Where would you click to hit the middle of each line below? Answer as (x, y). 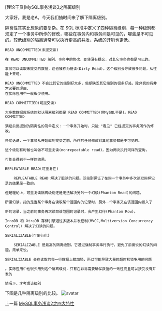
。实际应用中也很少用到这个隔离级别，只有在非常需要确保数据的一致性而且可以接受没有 (79, 269)
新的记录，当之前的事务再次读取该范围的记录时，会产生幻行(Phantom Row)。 (71, 212)
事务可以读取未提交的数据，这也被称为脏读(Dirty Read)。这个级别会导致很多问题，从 (79, 69)
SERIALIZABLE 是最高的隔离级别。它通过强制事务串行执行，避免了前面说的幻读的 (84, 245)
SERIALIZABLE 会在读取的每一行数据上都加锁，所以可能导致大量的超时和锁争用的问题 (79, 260)
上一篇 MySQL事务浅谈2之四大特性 (40, 303)
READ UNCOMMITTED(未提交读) (32, 50)
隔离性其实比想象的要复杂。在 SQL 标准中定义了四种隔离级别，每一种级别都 (80, 28)
